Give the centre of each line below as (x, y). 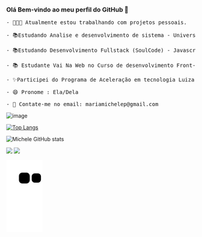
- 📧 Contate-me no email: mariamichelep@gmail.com (82, 104)
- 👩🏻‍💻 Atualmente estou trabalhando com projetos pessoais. (97, 23)
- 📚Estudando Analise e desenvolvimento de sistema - (88, 35)
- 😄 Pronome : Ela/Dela (42, 92)
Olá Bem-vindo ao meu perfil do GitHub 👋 (68, 10)
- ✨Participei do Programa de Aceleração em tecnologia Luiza (100, 80)
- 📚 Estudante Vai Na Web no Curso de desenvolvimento (90, 65)
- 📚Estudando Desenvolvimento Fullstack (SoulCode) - (88, 50)
